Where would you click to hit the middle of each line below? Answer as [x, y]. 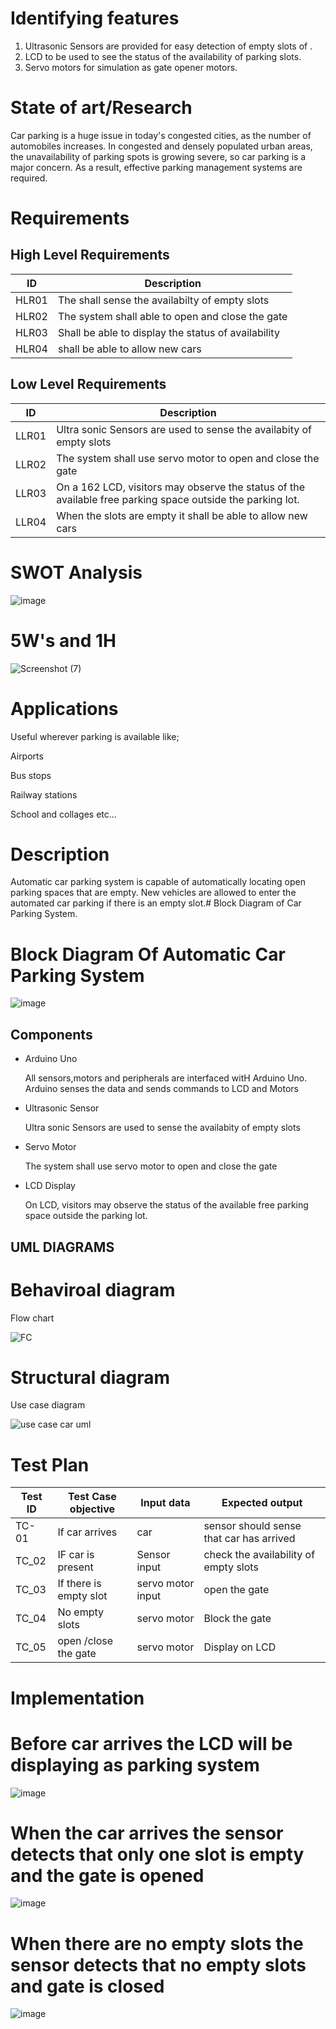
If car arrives [87, 1532]
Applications [64, 708]
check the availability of [259, 1555]
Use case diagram [48, 1405]
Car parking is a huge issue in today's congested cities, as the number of [161, 135]
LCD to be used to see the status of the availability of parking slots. [163, 56]
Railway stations [44, 794]
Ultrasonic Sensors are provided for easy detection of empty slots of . [168, 46]
